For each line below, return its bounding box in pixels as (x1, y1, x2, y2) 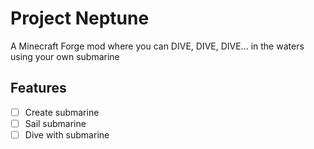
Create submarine (24, 106, 100, 118)
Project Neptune (10, 7, 150, 30)
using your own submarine (10, 50, 120, 62)
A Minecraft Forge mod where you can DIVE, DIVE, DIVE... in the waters (10, 40, 305, 52)
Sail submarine (24, 117, 87, 129)
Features (10, 80, 67, 97)
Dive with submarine (24, 128, 110, 141)
